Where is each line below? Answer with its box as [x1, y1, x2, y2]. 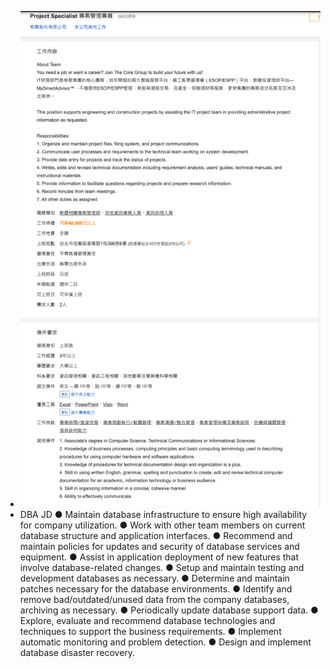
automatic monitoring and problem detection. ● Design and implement [19, 636, 312, 648]
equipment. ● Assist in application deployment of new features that [19, 551, 300, 563]
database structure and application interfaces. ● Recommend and [19, 529, 293, 541]
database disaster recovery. [19, 646, 136, 658]
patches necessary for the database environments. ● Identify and [19, 582, 293, 595]
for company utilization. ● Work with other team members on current [19, 519, 306, 531]
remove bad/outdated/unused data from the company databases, [19, 593, 290, 605]
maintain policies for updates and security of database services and [19, 540, 300, 552]
